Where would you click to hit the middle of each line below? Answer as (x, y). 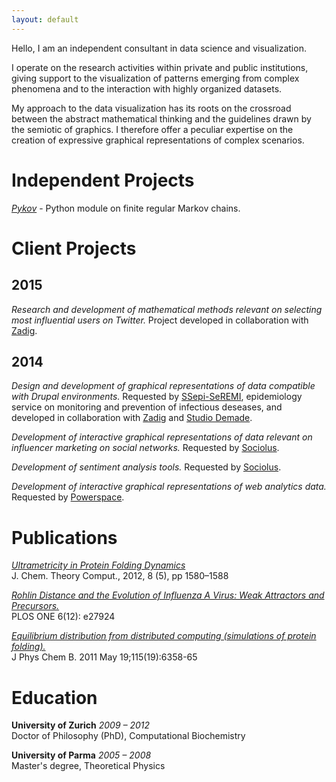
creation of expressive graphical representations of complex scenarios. (158, 140)
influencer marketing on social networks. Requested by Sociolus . (145, 448)
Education (54, 697)
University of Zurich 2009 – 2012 (81, 725)
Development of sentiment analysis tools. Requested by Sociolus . (146, 467)
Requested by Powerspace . (68, 497)
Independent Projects (103, 180)
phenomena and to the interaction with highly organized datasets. (147, 88)
